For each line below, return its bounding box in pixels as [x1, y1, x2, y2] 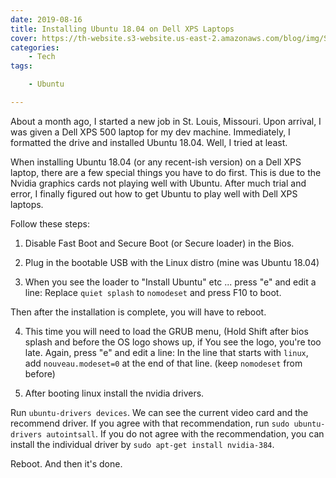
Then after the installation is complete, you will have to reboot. [10, 306, 267, 318]
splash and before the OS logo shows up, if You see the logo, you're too [24, 336, 322, 348]
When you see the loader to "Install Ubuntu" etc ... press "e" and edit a [24, 276, 317, 288]
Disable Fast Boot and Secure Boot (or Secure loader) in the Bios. [24, 237, 295, 249]
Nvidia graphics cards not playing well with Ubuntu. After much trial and [10, 177, 307, 189]
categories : [10, 42, 60, 53]
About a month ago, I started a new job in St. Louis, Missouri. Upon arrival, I [10, 115, 322, 127]
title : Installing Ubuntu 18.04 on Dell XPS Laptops [10, 24, 235, 34]
